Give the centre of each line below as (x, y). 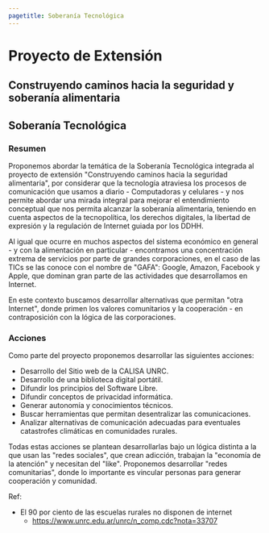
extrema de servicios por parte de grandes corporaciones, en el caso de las (134, 258)
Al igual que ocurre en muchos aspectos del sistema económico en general (133, 241)
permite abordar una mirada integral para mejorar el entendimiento (119, 200)
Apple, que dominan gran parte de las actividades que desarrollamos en (128, 276)
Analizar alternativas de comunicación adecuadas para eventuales (130, 423)
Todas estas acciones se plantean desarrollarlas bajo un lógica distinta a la (132, 447)
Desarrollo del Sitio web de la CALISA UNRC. (94, 371)
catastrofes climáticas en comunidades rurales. (99, 431)
